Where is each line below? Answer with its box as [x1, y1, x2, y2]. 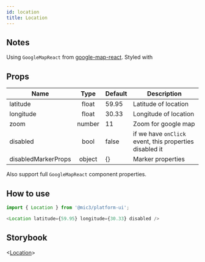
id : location [6, 9, 40, 15]
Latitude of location [133, 100, 189, 108]
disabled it [133, 145, 163, 154]
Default [105, 89, 128, 98]
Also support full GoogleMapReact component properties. [6, 171, 146, 178]
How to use [6, 188, 50, 199]
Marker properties [133, 155, 185, 163]
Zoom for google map [133, 120, 195, 129]
